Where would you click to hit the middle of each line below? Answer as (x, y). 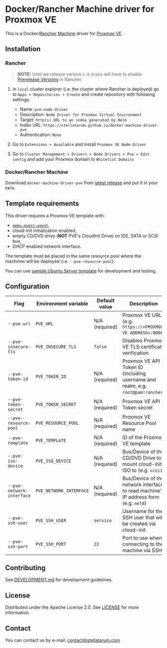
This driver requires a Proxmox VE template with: (55, 216)
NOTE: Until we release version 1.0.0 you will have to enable (80, 74)
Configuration (27, 287)
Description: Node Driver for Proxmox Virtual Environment (81, 114)
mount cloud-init (142, 464)
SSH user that (139, 517)
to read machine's (143, 491)
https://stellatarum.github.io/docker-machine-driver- (101, 125)
